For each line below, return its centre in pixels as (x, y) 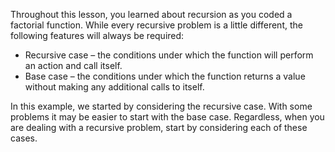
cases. (24, 138)
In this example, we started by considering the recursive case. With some (161, 106)
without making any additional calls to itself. (114, 87)
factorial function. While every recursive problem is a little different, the (156, 25)
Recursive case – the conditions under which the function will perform (169, 55)
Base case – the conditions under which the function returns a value (165, 76)
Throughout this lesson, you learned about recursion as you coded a (151, 14)
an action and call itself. (73, 65)
